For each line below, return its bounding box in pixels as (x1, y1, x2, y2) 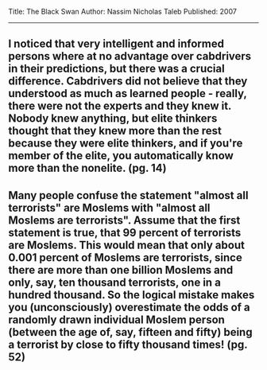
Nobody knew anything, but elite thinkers (8, 111, 218, 126)
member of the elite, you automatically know (8, 149, 234, 162)
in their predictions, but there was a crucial (8, 62, 225, 76)
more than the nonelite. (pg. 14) (8, 162, 167, 175)
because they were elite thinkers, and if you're (8, 137, 243, 150)
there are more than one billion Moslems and (8, 263, 234, 277)
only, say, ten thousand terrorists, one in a (8, 275, 221, 289)
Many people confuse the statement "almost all (8, 189, 249, 202)
